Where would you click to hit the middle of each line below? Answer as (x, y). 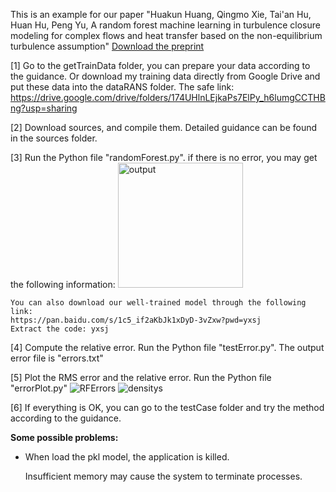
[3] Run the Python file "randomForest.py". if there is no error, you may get (164, 157)
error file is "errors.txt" (57, 358)
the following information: (63, 284)
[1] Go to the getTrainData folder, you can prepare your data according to (160, 65)
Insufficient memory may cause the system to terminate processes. (163, 476)
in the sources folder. (54, 138)
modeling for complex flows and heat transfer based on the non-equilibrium (166, 35)
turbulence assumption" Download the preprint (107, 46)
